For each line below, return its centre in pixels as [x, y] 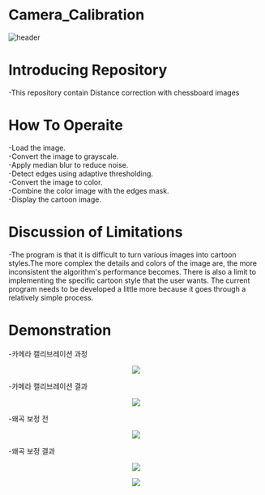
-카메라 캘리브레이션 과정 [48, 353]
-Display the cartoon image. [55, 199]
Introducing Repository [88, 70]
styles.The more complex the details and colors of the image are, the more [133, 263]
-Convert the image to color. [56, 182]
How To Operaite [66, 125]
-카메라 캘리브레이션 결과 [48, 386]
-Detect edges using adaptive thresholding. [81, 173]
